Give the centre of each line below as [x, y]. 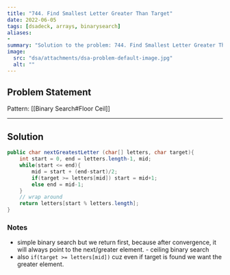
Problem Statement [49, 92]
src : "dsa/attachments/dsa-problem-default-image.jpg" [93, 58]
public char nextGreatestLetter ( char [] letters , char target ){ [101, 153]
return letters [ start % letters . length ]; [79, 204]
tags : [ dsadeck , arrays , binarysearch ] [64, 26]
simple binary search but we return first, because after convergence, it [117, 242]
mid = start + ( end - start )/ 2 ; [75, 171]
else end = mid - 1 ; [58, 184]
